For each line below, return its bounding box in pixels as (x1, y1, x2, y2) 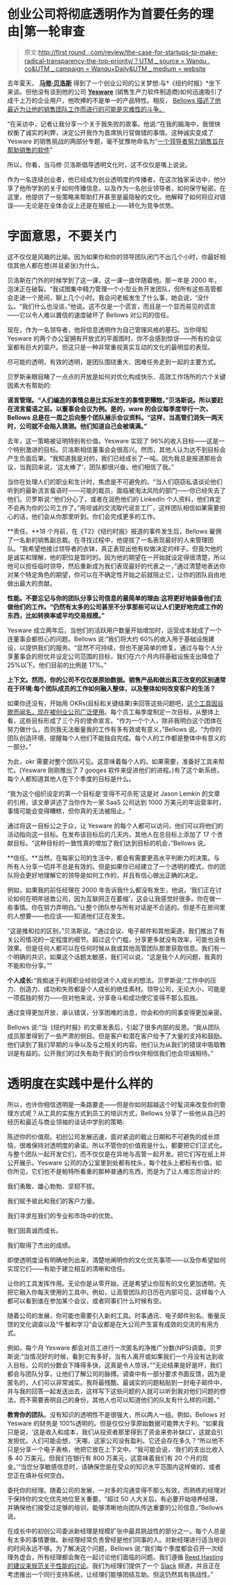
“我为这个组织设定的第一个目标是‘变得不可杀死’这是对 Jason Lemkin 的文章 (7, 789, 221, 798)
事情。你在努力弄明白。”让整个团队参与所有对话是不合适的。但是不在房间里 (12, 903, 226, 911)
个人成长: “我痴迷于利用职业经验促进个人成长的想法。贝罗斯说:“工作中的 (7, 976, 211, 984)
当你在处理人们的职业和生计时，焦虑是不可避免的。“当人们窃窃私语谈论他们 (7, 477, 223, 486)
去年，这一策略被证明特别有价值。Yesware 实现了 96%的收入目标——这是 (7, 436, 219, 445)
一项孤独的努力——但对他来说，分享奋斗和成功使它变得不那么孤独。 (7, 993, 202, 1001)
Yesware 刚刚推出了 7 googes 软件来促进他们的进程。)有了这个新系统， (21, 766, 223, 774)
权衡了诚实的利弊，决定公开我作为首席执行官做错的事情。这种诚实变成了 (7, 128, 214, 136)
